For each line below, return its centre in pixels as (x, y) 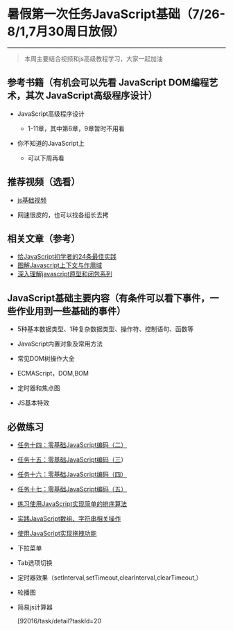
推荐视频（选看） (44, 182)
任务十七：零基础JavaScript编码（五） (72, 489)
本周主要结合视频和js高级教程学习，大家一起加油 (93, 58)
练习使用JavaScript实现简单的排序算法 (72, 504)
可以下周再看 (46, 158)
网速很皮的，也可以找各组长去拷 (63, 214)
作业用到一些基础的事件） (71, 311)
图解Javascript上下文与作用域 (60, 265)
